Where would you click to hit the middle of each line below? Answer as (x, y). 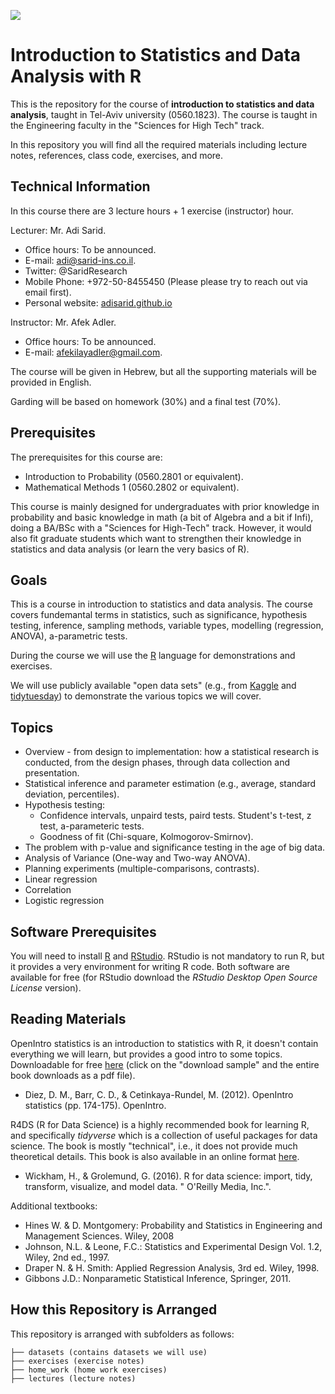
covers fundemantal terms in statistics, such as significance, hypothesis (159, 615)
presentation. (52, 773)
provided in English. (51, 382)
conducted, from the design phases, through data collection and (157, 762)
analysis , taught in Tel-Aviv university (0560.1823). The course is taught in (164, 114)
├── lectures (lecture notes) (73, 1378)
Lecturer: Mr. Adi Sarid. (58, 230)
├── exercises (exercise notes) (77, 1361)
